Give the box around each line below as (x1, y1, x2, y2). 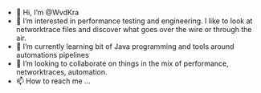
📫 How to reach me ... (15, 76, 91, 86)
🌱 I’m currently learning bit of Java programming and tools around (15, 42, 234, 51)
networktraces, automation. (15, 67, 108, 76)
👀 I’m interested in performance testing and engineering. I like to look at (15, 16, 253, 26)
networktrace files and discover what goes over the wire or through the (15, 25, 252, 34)
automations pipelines (15, 51, 90, 59)
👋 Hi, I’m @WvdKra (15, 8, 80, 17)
